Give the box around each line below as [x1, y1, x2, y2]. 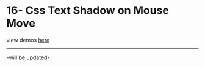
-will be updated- [6, 54, 50, 61]
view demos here [6, 36, 50, 43]
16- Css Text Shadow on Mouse [6, 4, 170, 18]
